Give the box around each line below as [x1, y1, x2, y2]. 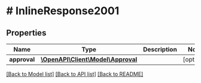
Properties [6, 28, 47, 38]
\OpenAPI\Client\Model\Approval [41, 55, 138, 63]
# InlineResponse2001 [6, 4, 120, 18]
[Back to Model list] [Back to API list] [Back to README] [6, 71, 144, 78]
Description [142, 46, 178, 53]
